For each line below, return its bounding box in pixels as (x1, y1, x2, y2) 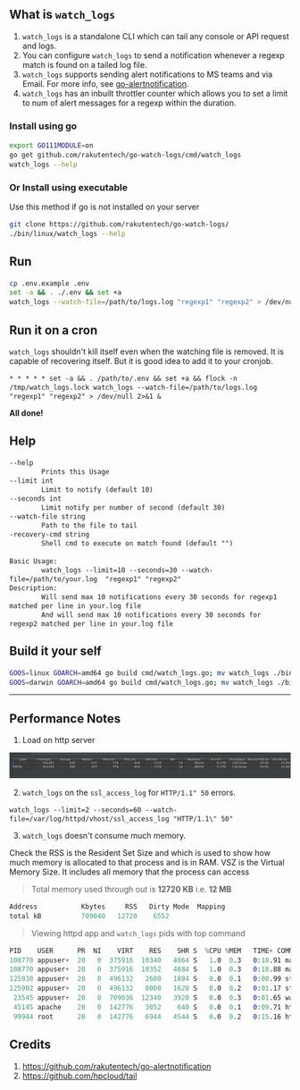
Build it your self (9, 644, 102, 659)
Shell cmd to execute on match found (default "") (41, 538, 234, 548)
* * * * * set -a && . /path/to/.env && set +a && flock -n (9, 375, 238, 384)
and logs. (21, 40, 57, 51)
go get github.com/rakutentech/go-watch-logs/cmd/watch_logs (9, 150, 242, 159)
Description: (9, 583, 58, 593)
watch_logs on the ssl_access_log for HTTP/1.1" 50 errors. (21, 787, 237, 798)
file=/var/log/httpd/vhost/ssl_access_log (9, 814, 170, 824)
